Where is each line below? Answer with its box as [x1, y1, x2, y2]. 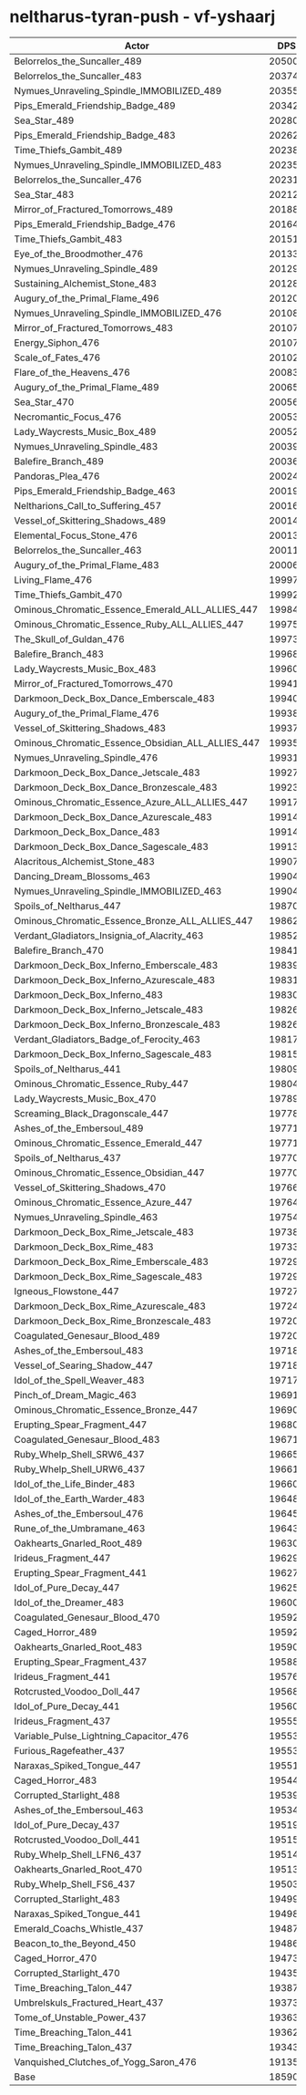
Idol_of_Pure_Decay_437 [14, 1818, 120, 1831]
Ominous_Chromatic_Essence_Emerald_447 [14, 1136, 203, 1149]
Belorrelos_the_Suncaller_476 [14, 173, 143, 186]
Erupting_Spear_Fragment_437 [14, 1655, 148, 1668]
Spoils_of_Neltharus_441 [14, 1063, 121, 1075]
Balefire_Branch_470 [14, 944, 105, 957]
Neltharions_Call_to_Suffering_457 [14, 499, 162, 512]
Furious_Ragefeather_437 [14, 1744, 126, 1757]
